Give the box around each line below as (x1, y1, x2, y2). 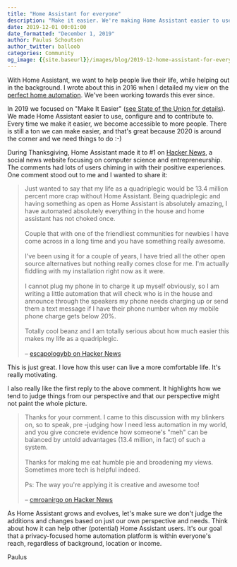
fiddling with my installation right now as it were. (24, 266, 166, 275)
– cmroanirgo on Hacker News (24, 495, 113, 503)
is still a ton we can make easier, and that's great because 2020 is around (7, 126, 221, 135)
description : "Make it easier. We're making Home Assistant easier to (7, 17, 219, 24)
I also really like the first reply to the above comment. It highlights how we (7, 384, 221, 393)
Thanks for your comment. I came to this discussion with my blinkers (24, 412, 225, 421)
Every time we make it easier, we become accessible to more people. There (7, 119, 227, 128)
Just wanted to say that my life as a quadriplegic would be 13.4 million (24, 184, 229, 193)
